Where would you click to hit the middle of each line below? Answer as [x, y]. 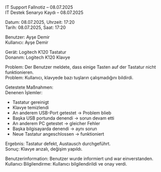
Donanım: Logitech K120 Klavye [38, 57]
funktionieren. [19, 72]
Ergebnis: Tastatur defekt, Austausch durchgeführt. [58, 144]
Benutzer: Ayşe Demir [27, 37]
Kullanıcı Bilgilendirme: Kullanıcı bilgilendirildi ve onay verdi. [66, 164]
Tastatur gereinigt [30, 102]
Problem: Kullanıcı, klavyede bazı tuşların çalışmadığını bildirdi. [69, 78]
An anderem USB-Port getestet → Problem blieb [62, 113]
